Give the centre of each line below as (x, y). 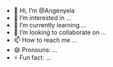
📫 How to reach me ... (45, 40)
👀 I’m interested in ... (42, 18)
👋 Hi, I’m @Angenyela (44, 11)
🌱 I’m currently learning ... (50, 25)
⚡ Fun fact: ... (32, 57)
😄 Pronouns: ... (36, 50)
